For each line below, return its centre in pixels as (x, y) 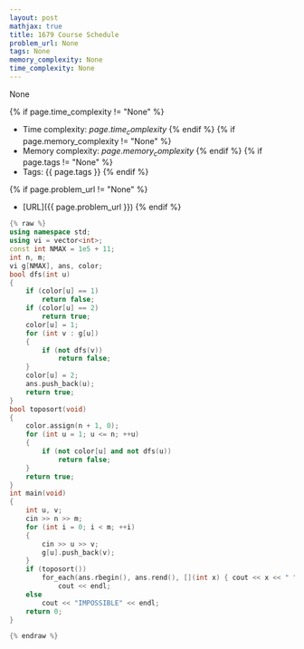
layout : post (34, 18)
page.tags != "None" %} (67, 162)
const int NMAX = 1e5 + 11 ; (62, 249)
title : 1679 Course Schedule (64, 34)
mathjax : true (36, 26)
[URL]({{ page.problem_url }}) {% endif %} (102, 207)
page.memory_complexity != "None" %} (97, 140)
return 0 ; (44, 611)
